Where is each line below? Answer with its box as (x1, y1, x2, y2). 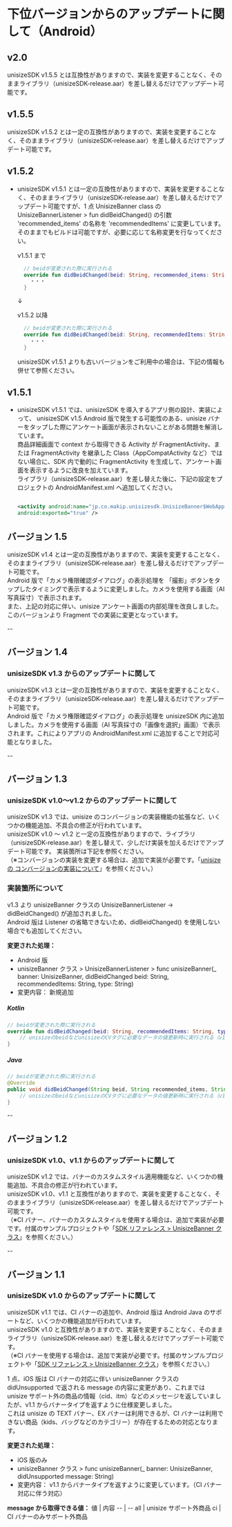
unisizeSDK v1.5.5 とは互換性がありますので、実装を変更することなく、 (7, 71, 211, 79)
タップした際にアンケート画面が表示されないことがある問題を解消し (29, 423, 223, 431)
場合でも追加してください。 (7, 926, 86, 935)
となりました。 (12, 738, 56, 746)
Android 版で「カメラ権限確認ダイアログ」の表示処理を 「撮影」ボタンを (7, 577, 215, 584)
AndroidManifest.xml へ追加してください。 (55, 483, 177, 491)
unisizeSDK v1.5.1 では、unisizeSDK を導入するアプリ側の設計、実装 (17, 406, 211, 414)
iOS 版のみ (17, 1456, 48, 1464)
